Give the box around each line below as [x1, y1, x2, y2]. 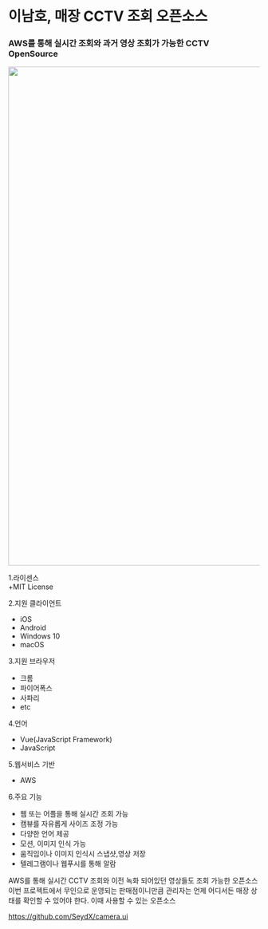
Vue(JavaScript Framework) [19, 735, 113, 745]
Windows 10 [19, 631, 61, 641]
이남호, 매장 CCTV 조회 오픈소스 [8, 7, 208, 26]
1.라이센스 [8, 573, 40, 583]
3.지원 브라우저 [8, 656, 56, 666]
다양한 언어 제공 [19, 829, 69, 839]
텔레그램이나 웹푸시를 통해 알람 [19, 859, 116, 868]
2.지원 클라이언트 [8, 599, 62, 608]
